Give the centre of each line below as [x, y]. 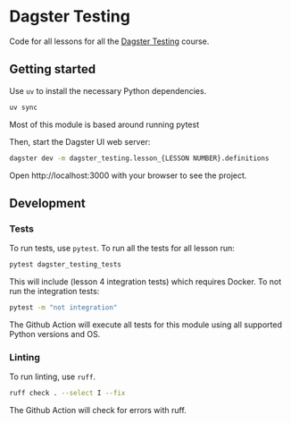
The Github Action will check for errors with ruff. [98, 410]
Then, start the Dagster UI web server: [80, 141]
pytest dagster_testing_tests [66, 265]
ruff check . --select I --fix [67, 393]
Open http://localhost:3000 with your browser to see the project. [128, 175]
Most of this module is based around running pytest [104, 124]
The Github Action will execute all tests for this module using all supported [146, 325]
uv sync [24, 107]
